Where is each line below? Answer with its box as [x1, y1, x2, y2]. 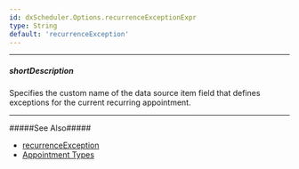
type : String [9, 21, 58, 30]
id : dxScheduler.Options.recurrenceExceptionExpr [9, 12, 198, 22]
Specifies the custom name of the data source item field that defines [9, 88, 261, 99]
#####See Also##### [9, 123, 92, 133]
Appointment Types [21, 149, 95, 160]
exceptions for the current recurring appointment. [9, 97, 191, 108]
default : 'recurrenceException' [9, 29, 129, 38]
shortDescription [9, 65, 74, 76]
